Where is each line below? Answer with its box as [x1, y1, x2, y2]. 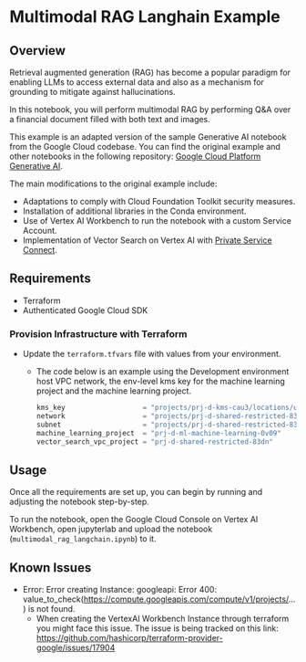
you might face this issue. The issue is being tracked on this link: [36, 623, 280, 634]
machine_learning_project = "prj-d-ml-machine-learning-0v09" [36, 428, 282, 437]
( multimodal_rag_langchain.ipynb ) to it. [9, 533, 157, 544]
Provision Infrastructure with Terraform [9, 327, 188, 340]
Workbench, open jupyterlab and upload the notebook [9, 523, 213, 535]
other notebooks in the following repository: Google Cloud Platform [9, 151, 261, 162]
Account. [22, 226, 57, 236]
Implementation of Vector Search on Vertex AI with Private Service [22, 235, 272, 246]
